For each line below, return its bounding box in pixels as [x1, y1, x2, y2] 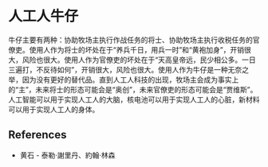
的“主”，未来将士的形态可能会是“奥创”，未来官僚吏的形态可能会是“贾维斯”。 [8, 84, 258, 94]
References [8, 128, 67, 142]
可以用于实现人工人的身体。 [8, 104, 100, 114]
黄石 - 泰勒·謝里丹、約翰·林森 [19, 150, 116, 160]
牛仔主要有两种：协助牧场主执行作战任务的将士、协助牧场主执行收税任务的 [8, 35, 253, 45]
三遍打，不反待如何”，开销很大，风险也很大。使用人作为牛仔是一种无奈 [8, 64, 242, 74]
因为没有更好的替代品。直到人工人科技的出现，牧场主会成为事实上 [22, 75, 239, 84]
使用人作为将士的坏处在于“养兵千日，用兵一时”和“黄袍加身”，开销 [29, 45, 245, 54]
